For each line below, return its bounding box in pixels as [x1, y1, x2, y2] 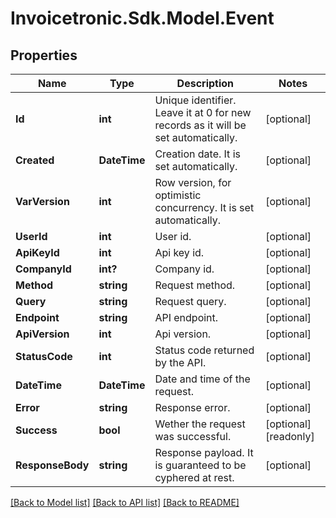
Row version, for [154, 176, 232, 189]
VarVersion [15, 195, 70, 208]
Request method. [154, 278, 236, 292]
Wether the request [154, 417, 246, 431]
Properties [10, 47, 78, 64]
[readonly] [265, 430, 315, 443]
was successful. [154, 430, 232, 443]
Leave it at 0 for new [154, 106, 252, 119]
